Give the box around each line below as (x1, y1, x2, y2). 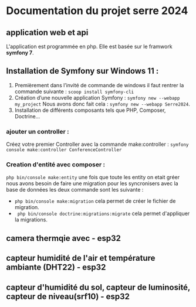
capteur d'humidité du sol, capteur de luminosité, (6, 282, 191, 292)
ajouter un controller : (6, 127, 69, 135)
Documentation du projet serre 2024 (6, 4, 188, 18)
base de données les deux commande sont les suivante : (6, 186, 144, 193)
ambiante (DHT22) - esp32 (6, 262, 106, 272)
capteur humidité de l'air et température (6, 253, 156, 263)
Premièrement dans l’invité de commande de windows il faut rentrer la (14, 81, 184, 88)
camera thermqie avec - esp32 (6, 233, 121, 243)
